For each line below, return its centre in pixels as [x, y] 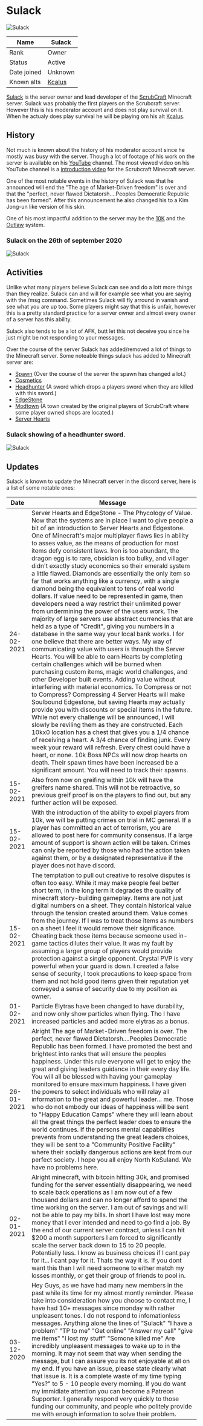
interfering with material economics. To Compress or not [111, 686]
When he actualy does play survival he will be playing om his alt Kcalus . [95, 116]
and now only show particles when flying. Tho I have [106, 1013]
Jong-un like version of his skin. [46, 206]
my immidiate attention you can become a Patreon [102, 1391]
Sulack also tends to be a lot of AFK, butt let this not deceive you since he [98, 331]
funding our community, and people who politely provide [111, 1406]
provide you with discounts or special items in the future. [111, 709]
